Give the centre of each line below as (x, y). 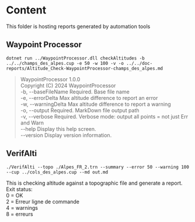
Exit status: (20, 189)
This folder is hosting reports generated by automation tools (78, 26)
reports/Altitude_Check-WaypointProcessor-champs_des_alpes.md (85, 68)
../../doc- (140, 63)
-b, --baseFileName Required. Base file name (75, 92)
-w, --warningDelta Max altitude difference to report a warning (95, 104)
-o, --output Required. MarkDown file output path (80, 110)
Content (26, 10)
